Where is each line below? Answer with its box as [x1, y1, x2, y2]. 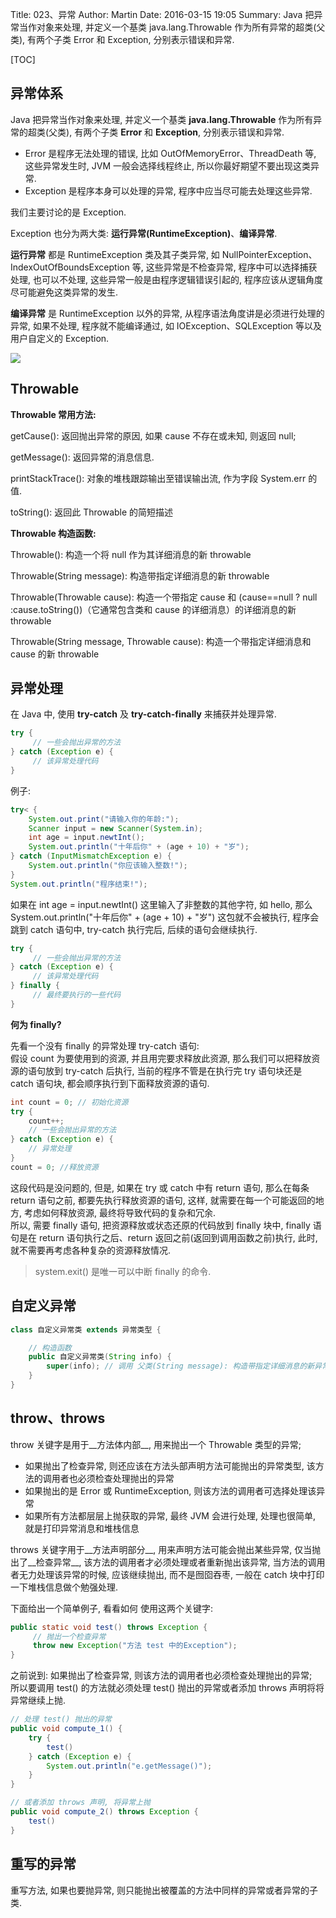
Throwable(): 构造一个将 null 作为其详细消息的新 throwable [10, 548, 252, 560]
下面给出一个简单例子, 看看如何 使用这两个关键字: [10, 1602, 213, 1614]
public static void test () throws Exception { [10, 1622, 208, 1632]
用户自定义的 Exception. [10, 332, 110, 344]
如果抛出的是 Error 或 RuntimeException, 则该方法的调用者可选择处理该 [24, 1484, 317, 1497]
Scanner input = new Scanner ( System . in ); [28, 823, 203, 833]
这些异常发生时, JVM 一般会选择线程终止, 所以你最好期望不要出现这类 [24, 159, 311, 172]
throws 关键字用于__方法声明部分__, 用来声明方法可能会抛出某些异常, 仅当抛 [10, 1543, 322, 1555]
